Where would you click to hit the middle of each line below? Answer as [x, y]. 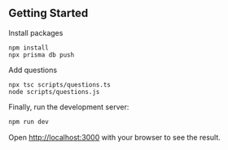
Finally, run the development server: [69, 107]
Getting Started [48, 13]
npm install [28, 48]
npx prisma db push [42, 55]
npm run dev [28, 122]
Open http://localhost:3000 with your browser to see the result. [115, 137]
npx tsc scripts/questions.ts [60, 84]
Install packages [36, 32]
